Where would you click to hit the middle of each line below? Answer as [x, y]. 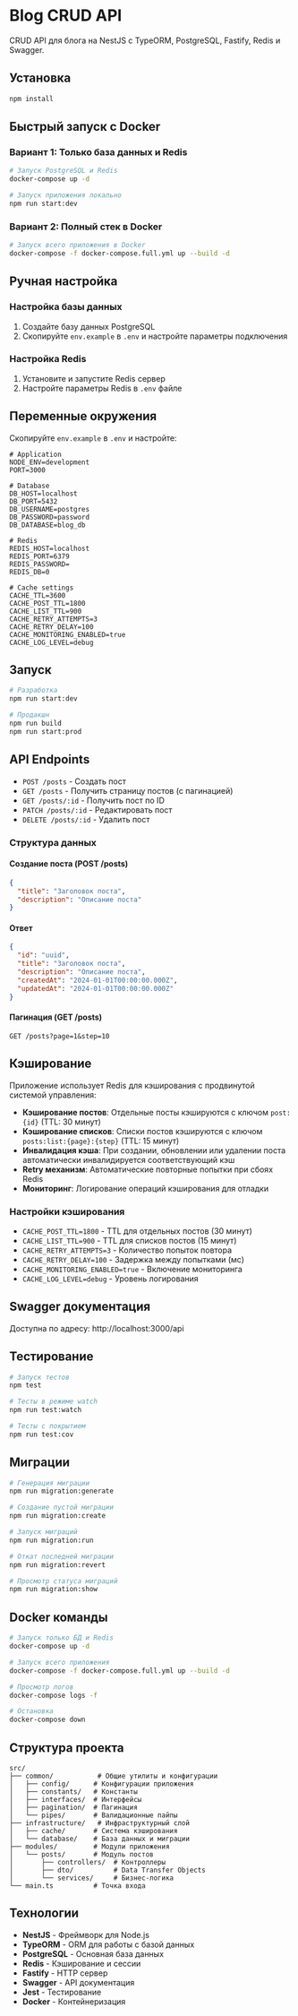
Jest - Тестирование [62, 1992]
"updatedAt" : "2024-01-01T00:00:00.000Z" [96, 988]
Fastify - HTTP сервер [65, 1973]
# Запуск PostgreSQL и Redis [64, 171]
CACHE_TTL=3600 [38, 595]
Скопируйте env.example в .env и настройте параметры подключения [155, 336]
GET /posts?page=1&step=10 [60, 1036]
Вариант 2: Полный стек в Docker [86, 227]
